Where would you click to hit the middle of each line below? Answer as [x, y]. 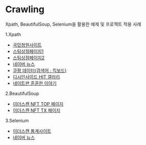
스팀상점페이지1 [28, 51]
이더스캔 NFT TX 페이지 [36, 110]
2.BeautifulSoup [22, 93]
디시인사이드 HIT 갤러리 [36, 77]
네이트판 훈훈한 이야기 [35, 83]
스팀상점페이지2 [29, 58]
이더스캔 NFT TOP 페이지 [38, 104]
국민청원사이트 [27, 45]
